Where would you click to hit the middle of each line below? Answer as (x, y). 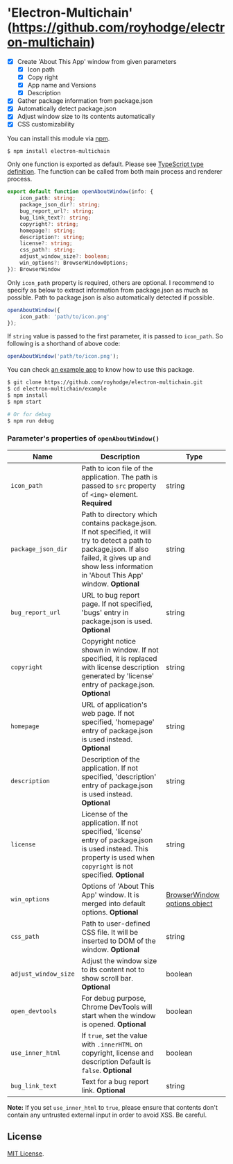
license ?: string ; (46, 244)
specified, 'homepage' (118, 722)
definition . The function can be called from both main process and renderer (115, 172)
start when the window (119, 1015)
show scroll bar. (107, 978)
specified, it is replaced (119, 658)
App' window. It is (111, 894)
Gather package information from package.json (85, 101)
